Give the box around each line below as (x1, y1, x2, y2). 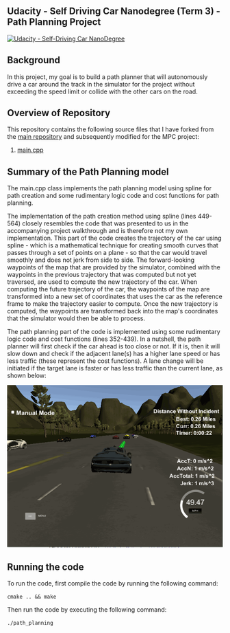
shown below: (7, 371, 47, 380)
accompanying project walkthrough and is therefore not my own (7, 227, 188, 235)
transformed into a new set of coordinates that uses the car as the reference (7, 292, 222, 301)
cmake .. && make (7, 594, 57, 601)
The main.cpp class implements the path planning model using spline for (7, 184, 212, 192)
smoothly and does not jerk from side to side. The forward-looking (7, 256, 195, 264)
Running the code (7, 561, 84, 573)
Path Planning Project (7, 16, 101, 28)
